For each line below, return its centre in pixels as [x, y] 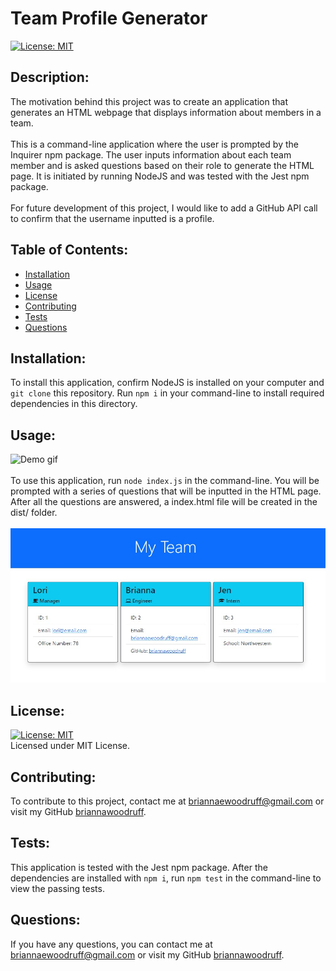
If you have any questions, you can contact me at [111, 944]
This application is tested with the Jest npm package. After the [139, 867]
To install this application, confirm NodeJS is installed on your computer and [167, 383]
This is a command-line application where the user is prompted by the [154, 144]
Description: [50, 77]
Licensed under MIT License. [70, 746]
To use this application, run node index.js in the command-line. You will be [165, 481]
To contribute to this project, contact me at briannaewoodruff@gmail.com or [167, 801]
